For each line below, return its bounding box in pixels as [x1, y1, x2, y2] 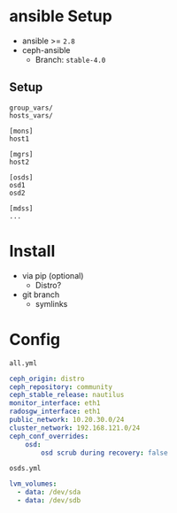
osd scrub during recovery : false [41, 448, 168, 457]
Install [9, 241, 56, 261]
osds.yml [9, 464, 42, 473]
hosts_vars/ [9, 111, 53, 120]
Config [9, 329, 60, 349]
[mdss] [9, 203, 34, 213]
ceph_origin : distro [9, 374, 86, 383]
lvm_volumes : [9, 479, 58, 488]
